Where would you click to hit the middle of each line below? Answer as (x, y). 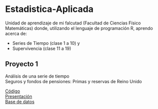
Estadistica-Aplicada (49, 9)
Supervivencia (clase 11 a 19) (42, 48)
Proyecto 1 (22, 64)
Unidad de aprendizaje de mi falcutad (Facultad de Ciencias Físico (73, 23)
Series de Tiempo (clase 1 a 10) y (46, 43)
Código (13, 91)
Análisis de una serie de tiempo (37, 76)
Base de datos (20, 102)
